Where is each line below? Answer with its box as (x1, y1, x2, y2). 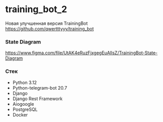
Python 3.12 (12, 79, 37, 86)
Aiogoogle (12, 101, 34, 107)
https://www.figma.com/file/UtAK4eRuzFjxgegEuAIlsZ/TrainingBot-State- (5, 50, 158, 56)
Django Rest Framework (12, 95, 63, 102)
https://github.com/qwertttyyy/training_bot (5, 25, 94, 31)
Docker (12, 111, 28, 117)
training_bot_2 (5, 4, 67, 15)
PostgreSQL (12, 106, 38, 112)
